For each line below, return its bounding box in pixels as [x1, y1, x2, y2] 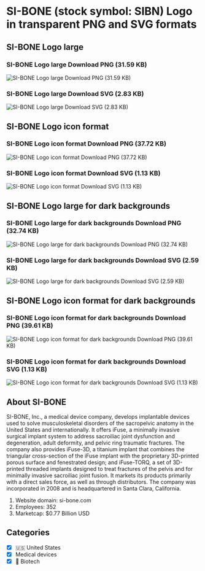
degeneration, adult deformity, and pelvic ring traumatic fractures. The [6, 439, 185, 446]
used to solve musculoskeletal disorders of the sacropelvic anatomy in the [6, 419, 195, 427]
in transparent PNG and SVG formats [6, 17, 197, 31]
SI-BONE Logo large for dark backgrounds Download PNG [6, 219, 182, 228]
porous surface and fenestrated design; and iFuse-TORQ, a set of [6, 459, 172, 466]
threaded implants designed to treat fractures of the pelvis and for [25, 465, 193, 472]
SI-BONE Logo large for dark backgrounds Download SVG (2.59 [6, 256, 199, 265]
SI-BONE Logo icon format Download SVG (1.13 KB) [6, 169, 161, 177]
